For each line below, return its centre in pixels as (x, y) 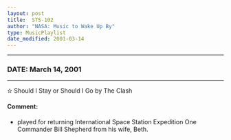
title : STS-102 (30, 20)
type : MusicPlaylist (37, 33)
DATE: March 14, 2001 (44, 69)
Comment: (23, 106)
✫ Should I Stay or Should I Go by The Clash (70, 91)
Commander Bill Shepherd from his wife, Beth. (83, 129)
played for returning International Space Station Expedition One (107, 121)
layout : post (26, 13)
